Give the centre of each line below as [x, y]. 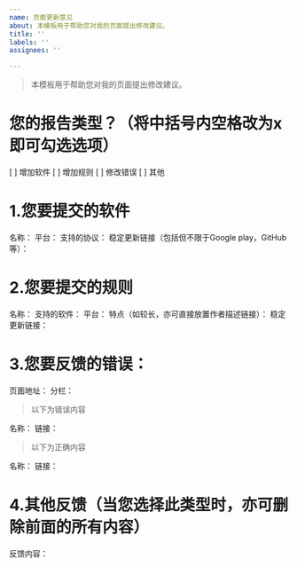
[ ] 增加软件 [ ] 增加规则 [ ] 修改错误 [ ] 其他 [87, 172]
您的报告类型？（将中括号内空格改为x [146, 124]
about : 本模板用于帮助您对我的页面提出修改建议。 [89, 26]
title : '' [27, 34]
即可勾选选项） [64, 146]
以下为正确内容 [58, 447]
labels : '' [29, 42]
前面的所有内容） [87, 528]
